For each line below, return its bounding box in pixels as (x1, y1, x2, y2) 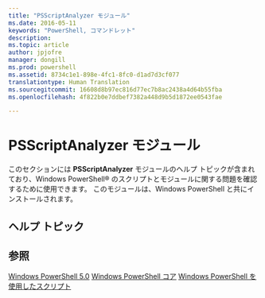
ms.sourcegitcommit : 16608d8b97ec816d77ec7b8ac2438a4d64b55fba (8, 85, 223, 94)
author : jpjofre (8, 48, 62, 56)
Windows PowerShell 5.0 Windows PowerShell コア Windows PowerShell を (8, 272, 257, 281)
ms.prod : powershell (8, 64, 77, 72)
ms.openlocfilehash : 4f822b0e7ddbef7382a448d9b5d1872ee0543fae (8, 93, 223, 101)
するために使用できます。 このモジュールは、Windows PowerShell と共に (8, 184, 248, 194)
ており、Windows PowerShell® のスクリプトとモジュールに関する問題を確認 (8, 174, 258, 184)
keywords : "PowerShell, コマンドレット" (8, 26, 136, 34)
